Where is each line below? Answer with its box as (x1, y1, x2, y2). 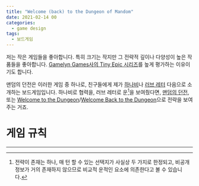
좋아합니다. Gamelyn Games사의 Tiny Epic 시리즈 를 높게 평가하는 (21, 61, 175, 68)
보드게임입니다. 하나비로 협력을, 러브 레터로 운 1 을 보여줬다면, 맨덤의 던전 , (21, 87, 190, 96)
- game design (11, 25, 46, 31)
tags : (6, 31, 20, 37)
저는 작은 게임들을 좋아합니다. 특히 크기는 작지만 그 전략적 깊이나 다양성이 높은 (6, 53, 187, 60)
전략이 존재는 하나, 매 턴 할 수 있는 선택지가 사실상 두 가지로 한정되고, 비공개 (14, 158, 190, 165)
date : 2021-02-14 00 (6, 14, 57, 20)
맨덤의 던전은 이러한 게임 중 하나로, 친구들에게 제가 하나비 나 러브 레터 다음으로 (6, 81, 187, 88)
